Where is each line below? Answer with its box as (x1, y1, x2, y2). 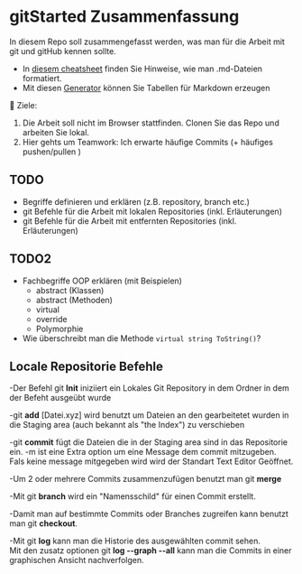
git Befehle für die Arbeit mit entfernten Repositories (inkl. (22, 215, 237, 227)
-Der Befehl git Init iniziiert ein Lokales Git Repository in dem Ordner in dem (9, 383, 290, 393)
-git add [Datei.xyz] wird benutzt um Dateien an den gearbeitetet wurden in (9, 410, 289, 421)
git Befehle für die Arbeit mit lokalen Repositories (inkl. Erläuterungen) (22, 206, 282, 217)
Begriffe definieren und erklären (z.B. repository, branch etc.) (22, 196, 251, 207)
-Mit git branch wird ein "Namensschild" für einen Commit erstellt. (9, 491, 257, 502)
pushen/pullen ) (22, 146, 81, 157)
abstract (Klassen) (35, 284, 105, 295)
